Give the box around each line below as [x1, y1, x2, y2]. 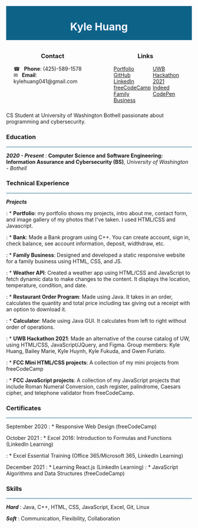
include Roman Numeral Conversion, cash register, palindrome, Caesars [6, 383, 181, 390]
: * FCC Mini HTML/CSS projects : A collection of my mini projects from [6, 359, 179, 366]
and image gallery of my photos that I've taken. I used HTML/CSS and [6, 216, 176, 223]
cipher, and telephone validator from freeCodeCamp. [6, 389, 134, 396]
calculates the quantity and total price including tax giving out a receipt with [6, 299, 190, 306]
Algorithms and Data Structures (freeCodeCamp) [6, 470, 125, 477]
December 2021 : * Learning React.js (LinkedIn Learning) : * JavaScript [6, 464, 179, 471]
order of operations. [6, 323, 55, 331]
